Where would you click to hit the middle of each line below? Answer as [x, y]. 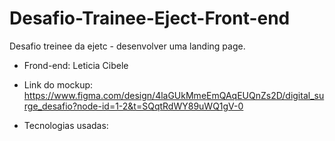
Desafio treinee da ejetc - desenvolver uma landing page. [127, 46]
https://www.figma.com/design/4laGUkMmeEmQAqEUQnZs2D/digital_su [174, 95]
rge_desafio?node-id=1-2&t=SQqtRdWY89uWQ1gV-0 [133, 106]
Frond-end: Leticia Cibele [76, 65]
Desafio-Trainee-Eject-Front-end [150, 18]
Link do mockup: [58, 84]
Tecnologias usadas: [66, 125]
